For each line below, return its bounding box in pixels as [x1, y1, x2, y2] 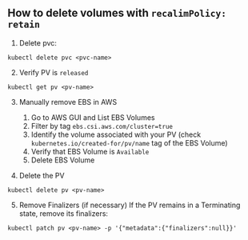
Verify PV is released [18, 67, 89, 77]
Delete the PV [18, 170, 65, 180]
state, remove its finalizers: [18, 208, 109, 218]
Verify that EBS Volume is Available [30, 146, 150, 156]
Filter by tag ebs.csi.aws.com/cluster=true [30, 121, 174, 130]
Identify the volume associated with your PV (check [30, 130, 202, 139]
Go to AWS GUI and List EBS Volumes [30, 112, 155, 122]
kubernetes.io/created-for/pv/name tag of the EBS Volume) [30, 138, 229, 147]
